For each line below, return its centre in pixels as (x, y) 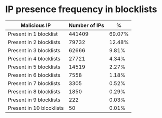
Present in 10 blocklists (36, 108)
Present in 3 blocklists (34, 50)
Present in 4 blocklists (34, 58)
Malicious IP (36, 25)
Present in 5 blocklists (34, 67)
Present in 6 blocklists (34, 75)
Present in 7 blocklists (34, 83)
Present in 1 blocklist (33, 34)
